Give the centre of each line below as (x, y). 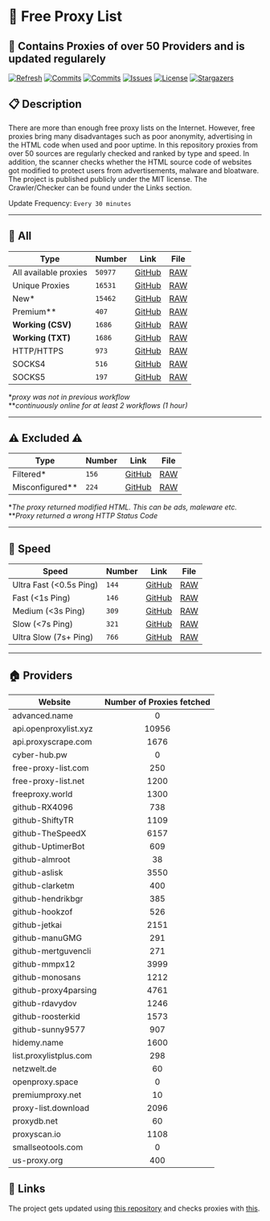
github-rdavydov (45, 1004)
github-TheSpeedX (49, 834)
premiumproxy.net (47, 1095)
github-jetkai (37, 925)
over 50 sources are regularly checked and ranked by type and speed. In (129, 153)
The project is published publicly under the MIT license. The (108, 179)
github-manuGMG (47, 938)
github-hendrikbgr (48, 899)
